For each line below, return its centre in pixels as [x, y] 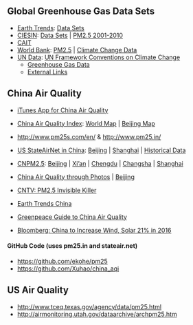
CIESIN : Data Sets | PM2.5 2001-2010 [70, 35]
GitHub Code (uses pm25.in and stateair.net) [72, 246]
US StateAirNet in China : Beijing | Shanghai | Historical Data [101, 150]
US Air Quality [38, 290]
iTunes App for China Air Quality [63, 110]
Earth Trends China [44, 203]
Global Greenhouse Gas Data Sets [81, 11]
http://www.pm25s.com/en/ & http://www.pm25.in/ [89, 136]
